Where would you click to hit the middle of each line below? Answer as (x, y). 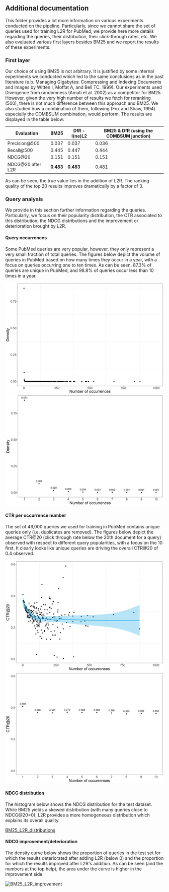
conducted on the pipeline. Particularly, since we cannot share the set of (80, 26)
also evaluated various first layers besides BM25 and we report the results (82, 42)
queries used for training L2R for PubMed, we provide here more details (80, 31)
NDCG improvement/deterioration (41, 842)
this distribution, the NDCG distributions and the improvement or (72, 221)
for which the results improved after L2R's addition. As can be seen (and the (84, 863)
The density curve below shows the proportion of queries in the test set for (83, 853)
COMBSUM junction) (129, 136)
